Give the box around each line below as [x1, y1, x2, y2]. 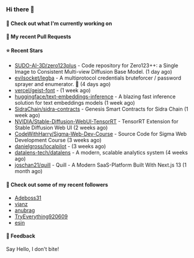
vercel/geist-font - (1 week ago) [14, 87, 91, 94]
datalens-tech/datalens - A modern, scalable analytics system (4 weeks [14, 149, 188, 156]
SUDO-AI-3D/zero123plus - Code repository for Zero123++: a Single [14, 62, 179, 69]
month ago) [14, 168, 43, 175]
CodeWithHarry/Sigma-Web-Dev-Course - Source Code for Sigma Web [14, 130, 187, 137]
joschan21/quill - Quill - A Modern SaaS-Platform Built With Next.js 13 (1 [14, 161, 187, 168]
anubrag [14, 207, 35, 214]
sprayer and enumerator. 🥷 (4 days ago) [14, 81, 111, 88]
